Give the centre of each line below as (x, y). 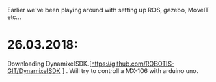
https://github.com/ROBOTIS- (133, 64)
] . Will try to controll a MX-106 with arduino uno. (130, 70)
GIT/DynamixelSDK (34, 70)
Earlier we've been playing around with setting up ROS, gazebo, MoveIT (108, 10)
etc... (14, 17)
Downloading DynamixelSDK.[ (49, 64)
